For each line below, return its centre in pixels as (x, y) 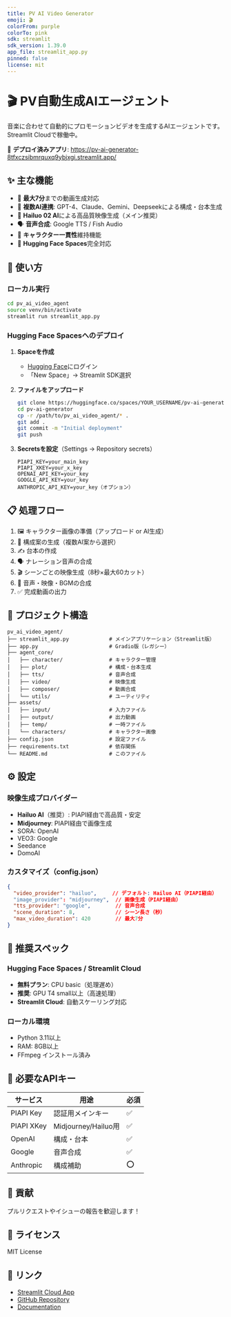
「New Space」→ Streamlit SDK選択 (79, 375)
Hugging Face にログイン (62, 366)
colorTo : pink (28, 33)
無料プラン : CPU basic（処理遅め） (67, 984)
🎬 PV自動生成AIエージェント (89, 101)
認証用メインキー (81, 1113)
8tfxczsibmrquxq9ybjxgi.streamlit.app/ (62, 157)
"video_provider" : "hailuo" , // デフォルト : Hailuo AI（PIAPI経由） (115, 893)
